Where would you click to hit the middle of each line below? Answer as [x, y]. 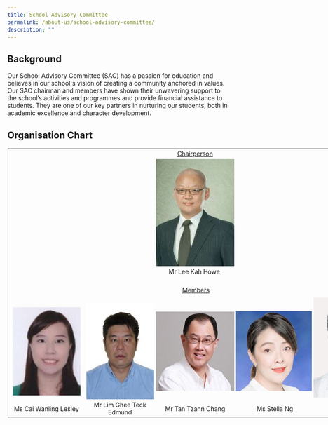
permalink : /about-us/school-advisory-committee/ [81, 22]
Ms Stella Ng [275, 409]
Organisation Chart [50, 135]
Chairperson [195, 154]
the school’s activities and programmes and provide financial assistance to [115, 98]
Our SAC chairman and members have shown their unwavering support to [114, 90]
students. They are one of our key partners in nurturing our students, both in [117, 106]
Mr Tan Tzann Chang [195, 409]
